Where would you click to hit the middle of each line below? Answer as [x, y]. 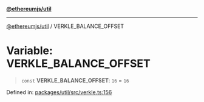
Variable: [30, 51]
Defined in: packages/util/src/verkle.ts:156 [59, 92]
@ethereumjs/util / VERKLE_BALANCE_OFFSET [65, 26]
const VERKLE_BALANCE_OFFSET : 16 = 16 [75, 80]
